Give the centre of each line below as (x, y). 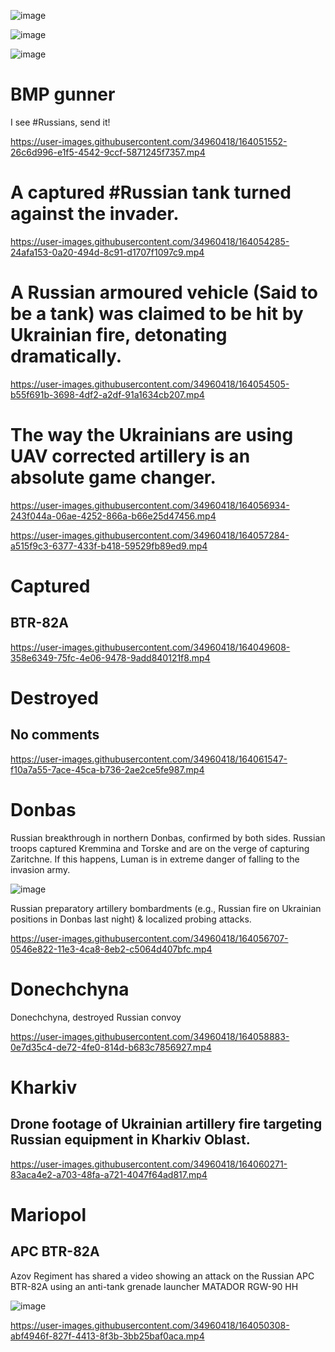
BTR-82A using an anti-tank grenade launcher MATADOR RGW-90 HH (154, 1286)
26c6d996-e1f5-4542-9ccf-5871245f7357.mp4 (108, 152)
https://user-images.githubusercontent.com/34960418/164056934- (150, 505)
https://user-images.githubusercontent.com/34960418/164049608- (150, 647)
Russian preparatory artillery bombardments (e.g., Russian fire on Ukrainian (166, 908)
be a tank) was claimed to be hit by (157, 314)
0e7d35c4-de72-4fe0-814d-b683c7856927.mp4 (111, 1047)
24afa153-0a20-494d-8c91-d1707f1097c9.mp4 (107, 252)
